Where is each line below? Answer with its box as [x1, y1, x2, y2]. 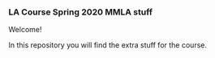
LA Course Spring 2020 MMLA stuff [8, 6, 153, 18]
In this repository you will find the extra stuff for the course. [8, 40, 207, 50]
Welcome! [8, 25, 42, 35]
